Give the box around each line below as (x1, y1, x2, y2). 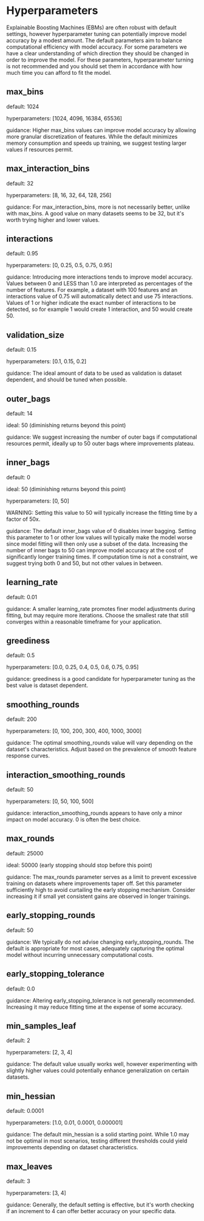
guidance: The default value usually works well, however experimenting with (6, 1060, 198, 1068)
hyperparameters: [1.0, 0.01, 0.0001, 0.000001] (6, 1119, 123, 1126)
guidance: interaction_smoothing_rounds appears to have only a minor (6, 810, 183, 817)
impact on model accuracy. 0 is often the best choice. (6, 816, 141, 823)
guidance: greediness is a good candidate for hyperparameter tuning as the (6, 675, 195, 683)
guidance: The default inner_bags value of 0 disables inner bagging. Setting (6, 527, 196, 534)
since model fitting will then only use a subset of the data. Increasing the (6, 540, 188, 548)
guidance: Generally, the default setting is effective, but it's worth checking (6, 1201, 194, 1208)
